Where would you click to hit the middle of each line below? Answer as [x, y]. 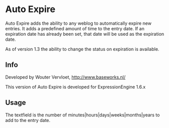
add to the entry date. [28, 120]
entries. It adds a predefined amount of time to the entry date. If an [75, 28]
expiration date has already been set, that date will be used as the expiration [85, 34]
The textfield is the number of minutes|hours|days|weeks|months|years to [83, 115]
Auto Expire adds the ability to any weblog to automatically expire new [78, 23]
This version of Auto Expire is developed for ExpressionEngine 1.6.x [75, 87]
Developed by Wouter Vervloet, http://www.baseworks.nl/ [65, 77]
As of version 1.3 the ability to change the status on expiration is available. [82, 49]
